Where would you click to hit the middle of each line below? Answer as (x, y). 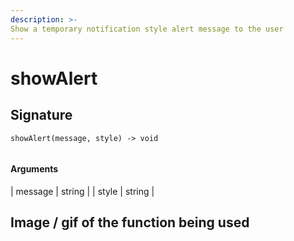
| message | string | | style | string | (82, 191)
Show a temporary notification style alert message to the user (147, 29)
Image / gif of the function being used (130, 222)
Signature (41, 115)
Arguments (34, 169)
